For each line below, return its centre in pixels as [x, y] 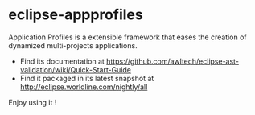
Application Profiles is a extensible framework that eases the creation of [127, 37]
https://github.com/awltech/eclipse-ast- [173, 61]
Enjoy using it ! [33, 102]
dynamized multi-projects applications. [73, 45]
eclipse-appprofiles [76, 15]
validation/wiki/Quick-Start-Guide [75, 69]
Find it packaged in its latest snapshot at [87, 78]
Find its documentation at [62, 61]
